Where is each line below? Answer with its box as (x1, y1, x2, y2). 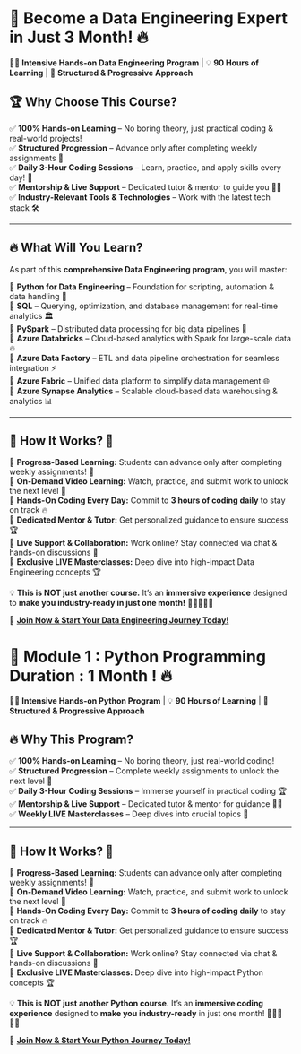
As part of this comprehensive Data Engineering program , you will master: (9, 263, 288, 274)
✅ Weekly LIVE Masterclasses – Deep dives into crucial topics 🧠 (9, 808, 249, 819)
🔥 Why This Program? (9, 731, 134, 747)
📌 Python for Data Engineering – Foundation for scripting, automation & (9, 281, 275, 292)
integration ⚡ (9, 362, 56, 373)
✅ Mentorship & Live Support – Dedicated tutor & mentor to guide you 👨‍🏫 (9, 181, 282, 192)
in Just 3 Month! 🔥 (9, 27, 149, 48)
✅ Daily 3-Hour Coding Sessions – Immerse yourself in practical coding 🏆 (9, 786, 288, 797)
